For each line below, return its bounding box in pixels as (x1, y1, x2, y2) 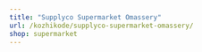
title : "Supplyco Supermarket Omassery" (9, 12, 163, 22)
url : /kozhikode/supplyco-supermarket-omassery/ (9, 21, 194, 30)
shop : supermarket (9, 29, 78, 38)
